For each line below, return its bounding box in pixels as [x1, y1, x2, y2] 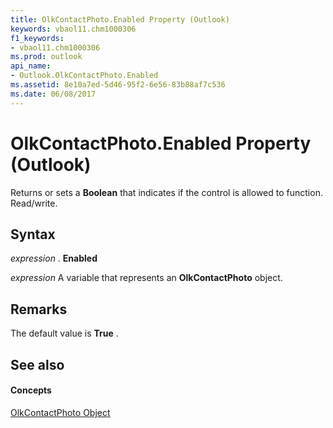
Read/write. [10, 197, 58, 209]
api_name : [10, 61, 52, 71]
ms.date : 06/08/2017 [10, 89, 97, 99]
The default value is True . [10, 327, 119, 340]
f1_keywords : [10, 33, 65, 43]
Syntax [10, 226, 56, 243]
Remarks [10, 301, 68, 318]
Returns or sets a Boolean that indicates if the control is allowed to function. [10, 186, 323, 198]
